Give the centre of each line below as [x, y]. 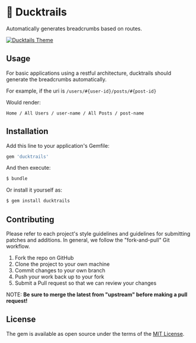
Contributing [30, 219]
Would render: [24, 102]
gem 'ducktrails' [28, 157]
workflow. [18, 246]
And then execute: [28, 168]
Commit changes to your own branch [60, 270]
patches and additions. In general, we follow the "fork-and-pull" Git [88, 240]
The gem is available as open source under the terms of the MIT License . [95, 334]
